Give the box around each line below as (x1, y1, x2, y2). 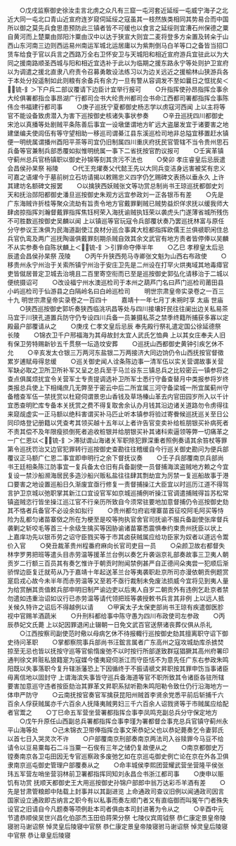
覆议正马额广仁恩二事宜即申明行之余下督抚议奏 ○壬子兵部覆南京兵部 (7, 454, 218, 462)
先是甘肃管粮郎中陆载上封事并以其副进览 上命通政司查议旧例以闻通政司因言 (7, 787, 225, 795)
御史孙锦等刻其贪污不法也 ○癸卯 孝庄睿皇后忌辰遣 (68, 155, 226, 164)
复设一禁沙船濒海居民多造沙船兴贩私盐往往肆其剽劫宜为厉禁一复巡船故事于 (7, 471, 223, 480)
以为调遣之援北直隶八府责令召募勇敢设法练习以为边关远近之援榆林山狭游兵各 (7, 67, 229, 76)
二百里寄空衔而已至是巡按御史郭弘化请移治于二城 (80, 270, 223, 277)
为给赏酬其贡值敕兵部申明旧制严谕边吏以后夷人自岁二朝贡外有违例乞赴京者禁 (7, 586, 229, 593)
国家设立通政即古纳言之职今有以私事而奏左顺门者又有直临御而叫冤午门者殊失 (7, 796, 229, 804)
